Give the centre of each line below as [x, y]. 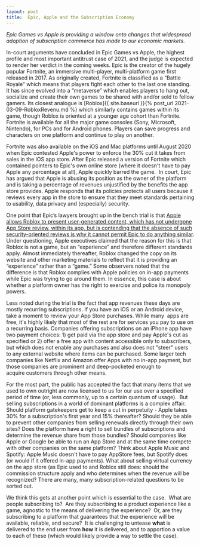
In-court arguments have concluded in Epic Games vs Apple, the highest [96, 52]
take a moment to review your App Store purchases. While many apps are [98, 316]
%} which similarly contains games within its [124, 109]
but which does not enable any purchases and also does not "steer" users [97, 347]
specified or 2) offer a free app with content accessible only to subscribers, [99, 341]
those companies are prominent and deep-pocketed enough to [84, 366]
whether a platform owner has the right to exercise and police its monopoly [99, 285]
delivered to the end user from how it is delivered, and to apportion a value [98, 529]
